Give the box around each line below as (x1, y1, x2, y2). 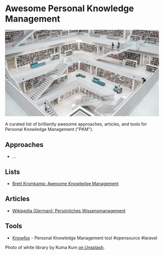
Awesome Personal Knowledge (5, 3, 134, 14)
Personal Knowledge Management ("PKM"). (5, 127, 94, 132)
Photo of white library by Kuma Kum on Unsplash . (5, 244, 105, 250)
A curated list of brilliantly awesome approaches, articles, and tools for (5, 121, 147, 127)
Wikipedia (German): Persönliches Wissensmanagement (12, 208, 126, 213)
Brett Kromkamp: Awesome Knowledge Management (12, 181, 119, 187)
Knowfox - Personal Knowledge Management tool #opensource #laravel (12, 235, 158, 241)
